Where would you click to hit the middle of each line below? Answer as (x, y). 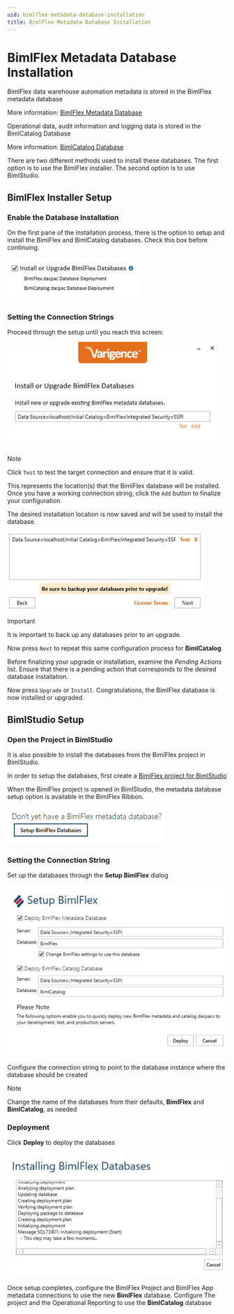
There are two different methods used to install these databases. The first (113, 161)
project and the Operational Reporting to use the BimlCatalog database (110, 1303)
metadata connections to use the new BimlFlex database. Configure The (111, 1295)
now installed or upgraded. (46, 698)
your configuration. (35, 501)
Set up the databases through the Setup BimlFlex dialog (88, 875)
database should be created (48, 1074)
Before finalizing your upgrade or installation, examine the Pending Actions (115, 662)
